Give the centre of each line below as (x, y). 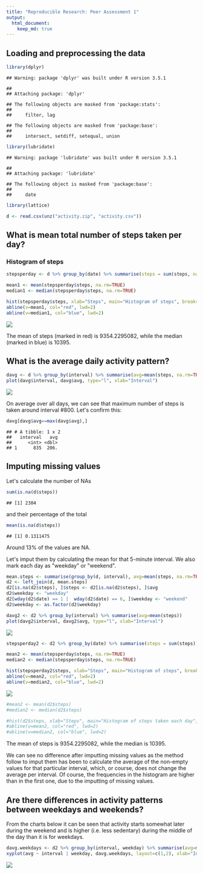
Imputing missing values (53, 466)
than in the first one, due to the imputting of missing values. (80, 781)
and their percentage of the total (47, 514)
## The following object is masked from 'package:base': (79, 184)
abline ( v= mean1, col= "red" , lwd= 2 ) (51, 307)
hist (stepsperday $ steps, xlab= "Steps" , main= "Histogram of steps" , (93, 302)
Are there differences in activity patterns (85, 800)
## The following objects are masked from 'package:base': (82, 125)
